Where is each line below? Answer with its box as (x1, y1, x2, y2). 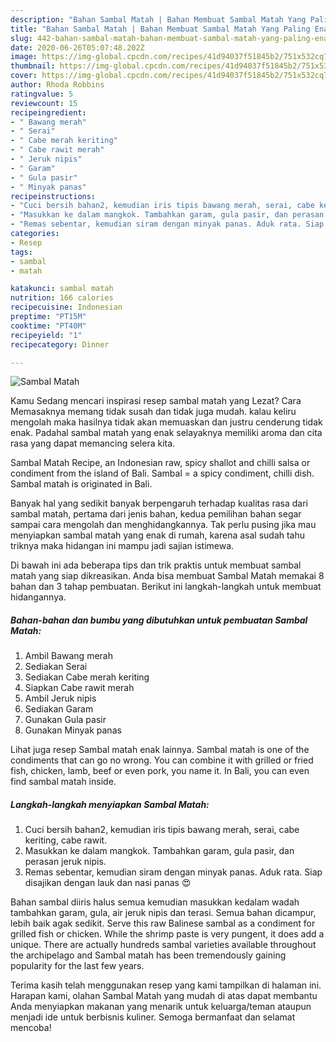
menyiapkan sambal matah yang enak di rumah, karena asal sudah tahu (10, 529, 306, 541)
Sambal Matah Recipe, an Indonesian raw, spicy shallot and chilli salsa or (10, 457, 311, 469)
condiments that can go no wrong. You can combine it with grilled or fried (10, 754, 314, 766)
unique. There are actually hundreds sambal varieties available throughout (10, 939, 317, 951)
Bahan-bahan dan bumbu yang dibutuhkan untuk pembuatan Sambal (10, 614, 308, 626)
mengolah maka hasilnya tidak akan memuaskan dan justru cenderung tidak (10, 416, 323, 428)
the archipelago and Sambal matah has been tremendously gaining (10, 949, 287, 961)
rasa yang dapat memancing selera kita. (10, 437, 176, 450)
